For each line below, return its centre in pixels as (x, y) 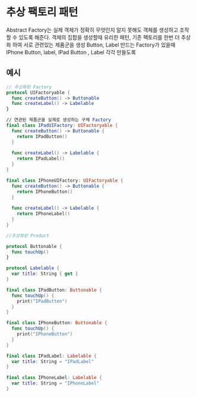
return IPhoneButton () (45, 191)
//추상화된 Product (28, 235)
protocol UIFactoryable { (38, 92)
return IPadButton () (42, 137)
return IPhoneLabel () (43, 214)
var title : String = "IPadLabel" (53, 361)
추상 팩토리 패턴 (42, 12)
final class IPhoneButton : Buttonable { (57, 323)
